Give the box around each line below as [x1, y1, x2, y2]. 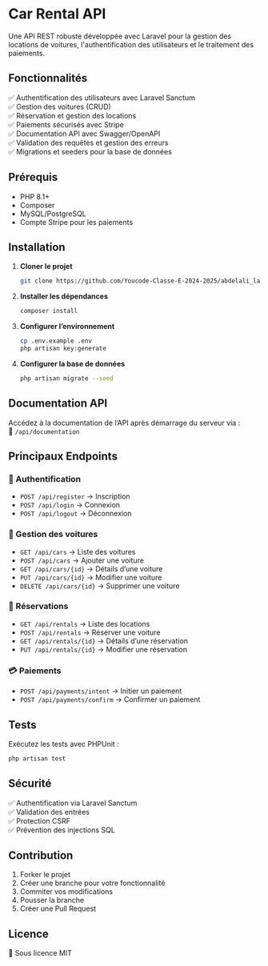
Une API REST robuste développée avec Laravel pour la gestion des [8, 31, 232, 41]
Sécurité [8, 777, 52, 791]
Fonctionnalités [8, 71, 88, 85]
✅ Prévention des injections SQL [8, 825, 116, 835]
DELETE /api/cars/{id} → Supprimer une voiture [19, 581, 180, 591]
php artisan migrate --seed [19, 374, 114, 383]
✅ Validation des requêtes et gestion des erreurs [8, 138, 169, 147]
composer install [19, 307, 78, 315]
